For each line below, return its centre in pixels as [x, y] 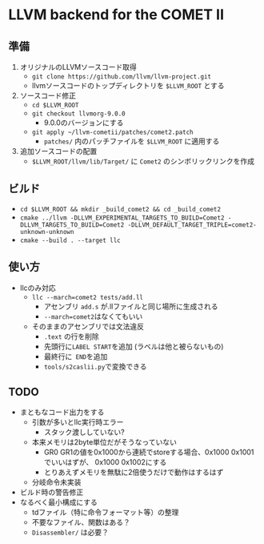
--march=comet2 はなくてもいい [93, 316]
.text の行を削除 [72, 336]
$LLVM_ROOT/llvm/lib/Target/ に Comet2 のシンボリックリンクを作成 [143, 161]
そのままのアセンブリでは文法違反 [88, 326]
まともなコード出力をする [62, 412]
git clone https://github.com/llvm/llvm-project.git [122, 77]
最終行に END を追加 [76, 356]
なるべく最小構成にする [58, 502]
